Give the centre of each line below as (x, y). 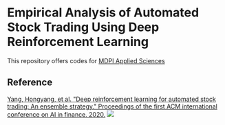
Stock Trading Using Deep (83, 27)
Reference (30, 83)
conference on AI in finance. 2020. (56, 114)
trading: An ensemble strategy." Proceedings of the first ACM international (112, 106)
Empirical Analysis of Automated (103, 13)
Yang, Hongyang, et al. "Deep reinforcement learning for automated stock (112, 99)
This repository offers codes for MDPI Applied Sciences (86, 60)
